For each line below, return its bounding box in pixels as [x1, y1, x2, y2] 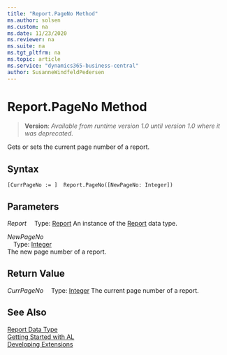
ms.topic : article [7, 56, 61, 63]
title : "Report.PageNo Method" [7, 10, 98, 17]
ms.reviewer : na [7, 36, 54, 43]
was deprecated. [24, 129, 73, 138]
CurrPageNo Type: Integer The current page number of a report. [7, 286, 199, 294]
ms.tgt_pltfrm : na [7, 50, 61, 57]
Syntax [7, 163, 39, 175]
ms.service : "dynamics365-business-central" [7, 62, 139, 69]
